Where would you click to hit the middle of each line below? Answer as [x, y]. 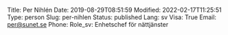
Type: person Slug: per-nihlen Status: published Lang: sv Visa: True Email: [112, 17]
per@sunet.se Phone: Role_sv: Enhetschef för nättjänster [88, 24]
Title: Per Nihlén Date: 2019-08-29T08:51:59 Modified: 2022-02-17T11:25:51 [114, 10]
